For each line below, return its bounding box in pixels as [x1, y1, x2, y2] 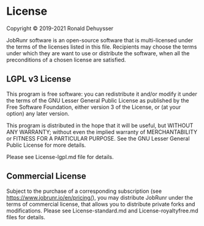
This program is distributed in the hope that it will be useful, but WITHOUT [6, 122, 194, 129]
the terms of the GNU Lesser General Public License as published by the [6, 96, 189, 104]
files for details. [6, 213, 46, 220]
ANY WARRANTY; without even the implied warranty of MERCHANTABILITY [6, 128, 198, 136]
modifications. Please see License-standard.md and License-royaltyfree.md [6, 207, 198, 214]
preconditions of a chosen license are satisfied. [6, 56, 126, 63]
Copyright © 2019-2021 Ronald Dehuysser [6, 25, 114, 32]
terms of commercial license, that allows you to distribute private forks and [6, 200, 195, 208]
